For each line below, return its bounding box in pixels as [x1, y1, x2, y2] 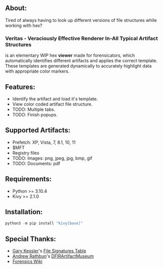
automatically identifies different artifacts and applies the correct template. [5, 58, 158, 64]
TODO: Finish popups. [12, 111, 58, 117]
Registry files [12, 150, 40, 156]
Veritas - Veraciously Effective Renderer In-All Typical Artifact [5, 35, 158, 42]
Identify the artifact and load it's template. [12, 95, 98, 101]
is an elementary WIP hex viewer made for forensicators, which [5, 52, 135, 59]
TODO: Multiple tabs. [12, 106, 55, 112]
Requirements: [5, 175, 52, 183]
